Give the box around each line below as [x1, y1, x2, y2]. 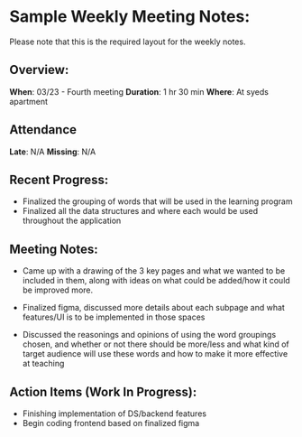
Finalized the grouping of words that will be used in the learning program [22, 196, 293, 207]
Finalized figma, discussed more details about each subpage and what [22, 302, 286, 313]
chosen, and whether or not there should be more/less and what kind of [22, 339, 290, 349]
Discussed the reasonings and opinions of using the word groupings [22, 330, 277, 340]
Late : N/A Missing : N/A [9, 146, 96, 157]
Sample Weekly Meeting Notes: [9, 6, 251, 27]
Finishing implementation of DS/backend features [22, 408, 207, 419]
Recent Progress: [9, 172, 109, 187]
